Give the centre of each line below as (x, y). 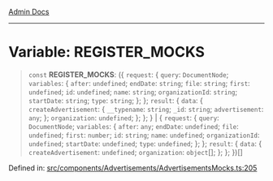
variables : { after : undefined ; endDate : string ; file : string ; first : (139, 83)
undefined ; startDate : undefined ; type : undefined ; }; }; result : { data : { (145, 143)
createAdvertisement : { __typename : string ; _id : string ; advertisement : (146, 109)
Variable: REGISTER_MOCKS (107, 52)
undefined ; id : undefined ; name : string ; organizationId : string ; (133, 92)
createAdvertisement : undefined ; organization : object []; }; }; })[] (136, 152)
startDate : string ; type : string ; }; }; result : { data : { (115, 100)
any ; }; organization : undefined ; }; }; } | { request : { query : (123, 118)
